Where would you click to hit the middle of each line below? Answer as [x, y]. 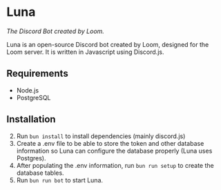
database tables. [40, 173]
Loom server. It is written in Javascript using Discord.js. [85, 52]
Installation [31, 119]
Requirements [37, 74]
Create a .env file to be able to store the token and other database [110, 143]
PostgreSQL [33, 97]
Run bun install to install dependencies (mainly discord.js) [101, 136]
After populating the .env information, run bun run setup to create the [115, 165]
